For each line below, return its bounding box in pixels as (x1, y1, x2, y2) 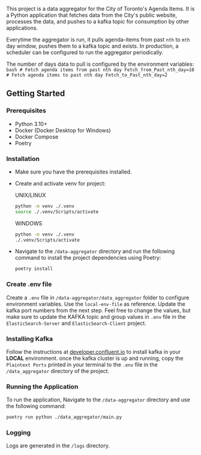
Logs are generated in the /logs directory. (6, 442, 110, 450)
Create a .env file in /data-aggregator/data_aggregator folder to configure (6, 293, 190, 301)
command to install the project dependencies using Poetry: (14, 254, 161, 262)
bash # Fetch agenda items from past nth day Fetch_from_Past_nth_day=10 (6, 67, 195, 73)
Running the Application (6, 382, 79, 391)
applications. (6, 24, 38, 31)
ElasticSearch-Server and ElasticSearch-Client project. (6, 319, 147, 327)
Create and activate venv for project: (14, 180, 106, 187)
